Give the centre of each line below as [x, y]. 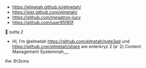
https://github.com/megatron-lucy [46, 17]
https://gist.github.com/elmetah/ [45, 12]
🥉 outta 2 [14, 32]
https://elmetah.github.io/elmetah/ [47, 7]
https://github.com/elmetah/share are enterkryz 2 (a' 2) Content [76, 46]
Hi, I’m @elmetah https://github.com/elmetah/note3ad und [71, 41]
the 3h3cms [17, 61]
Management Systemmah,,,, [41, 51]
